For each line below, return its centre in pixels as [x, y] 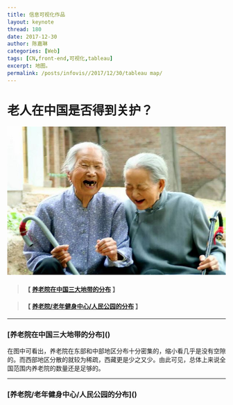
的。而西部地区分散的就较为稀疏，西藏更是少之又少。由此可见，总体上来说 [113, 360]
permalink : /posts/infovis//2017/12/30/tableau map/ [85, 73]
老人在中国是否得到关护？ [80, 110]
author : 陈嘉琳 [27, 44]
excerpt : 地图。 [29, 66]
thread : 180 [24, 29]
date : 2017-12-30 [32, 37]
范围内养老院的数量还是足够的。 [59, 368]
